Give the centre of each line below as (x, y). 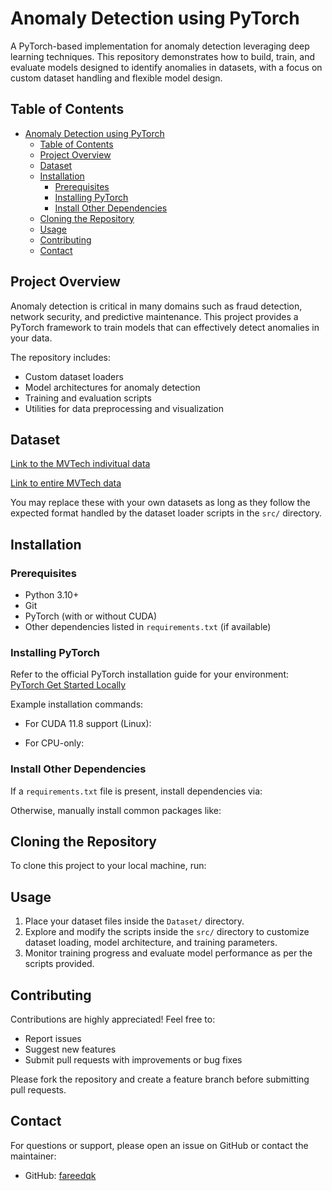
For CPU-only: (54, 743)
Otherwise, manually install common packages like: (116, 810)
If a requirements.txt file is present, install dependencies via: (136, 791)
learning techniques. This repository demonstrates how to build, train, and (163, 56)
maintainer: (33, 1156)
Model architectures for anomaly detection (112, 387)
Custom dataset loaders (74, 376)
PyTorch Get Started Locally (68, 685)
